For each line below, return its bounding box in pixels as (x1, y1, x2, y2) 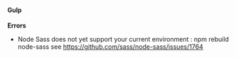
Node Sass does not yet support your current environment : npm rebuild (17, 35, 230, 44)
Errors (7, 21, 26, 30)
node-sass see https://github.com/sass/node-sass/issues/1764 (17, 42, 204, 51)
